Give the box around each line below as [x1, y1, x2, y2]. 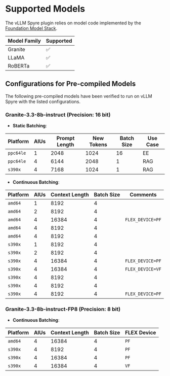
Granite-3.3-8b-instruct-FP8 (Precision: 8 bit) [5, 305, 120, 313]
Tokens [89, 141, 108, 148]
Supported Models [5, 3, 85, 15]
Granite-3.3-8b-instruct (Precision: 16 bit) [5, 111, 111, 118]
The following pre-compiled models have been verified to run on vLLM [5, 93, 153, 99]
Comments [130, 191, 157, 198]
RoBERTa [8, 62, 30, 69]
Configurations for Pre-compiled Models [5, 80, 136, 88]
